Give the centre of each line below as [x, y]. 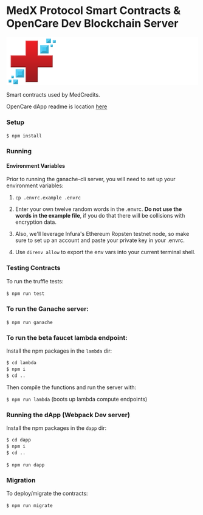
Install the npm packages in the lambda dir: [59, 351]
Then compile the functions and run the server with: [71, 387]
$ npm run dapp [26, 465]
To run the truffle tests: [35, 281]
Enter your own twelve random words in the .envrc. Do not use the [98, 209]
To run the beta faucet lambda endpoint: [67, 337]
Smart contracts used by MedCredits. [53, 94]
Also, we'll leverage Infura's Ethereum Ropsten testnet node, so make [102, 234]
